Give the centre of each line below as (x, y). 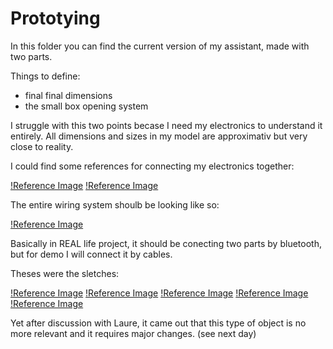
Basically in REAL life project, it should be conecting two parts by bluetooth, (166, 243)
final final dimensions (68, 95)
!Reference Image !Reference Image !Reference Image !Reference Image (159, 293)
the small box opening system (86, 106)
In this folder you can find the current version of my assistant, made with (160, 46)
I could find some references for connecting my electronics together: (152, 166)
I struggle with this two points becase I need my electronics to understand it (166, 125)
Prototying (55, 18)
